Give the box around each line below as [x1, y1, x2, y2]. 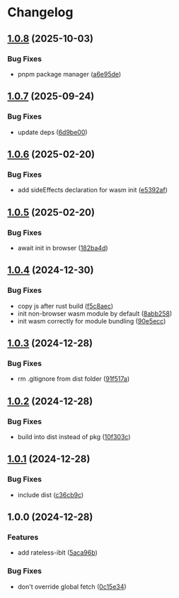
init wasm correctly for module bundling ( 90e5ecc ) [17, 316, 166, 325]
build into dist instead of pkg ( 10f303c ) [17, 433, 131, 441]
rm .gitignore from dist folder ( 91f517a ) [17, 375, 129, 383]
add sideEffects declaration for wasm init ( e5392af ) [17, 186, 168, 194]
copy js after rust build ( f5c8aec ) [17, 301, 114, 310]
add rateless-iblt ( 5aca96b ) [17, 548, 98, 557]
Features [7, 533, 39, 542]
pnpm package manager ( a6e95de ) [17, 70, 122, 78]
